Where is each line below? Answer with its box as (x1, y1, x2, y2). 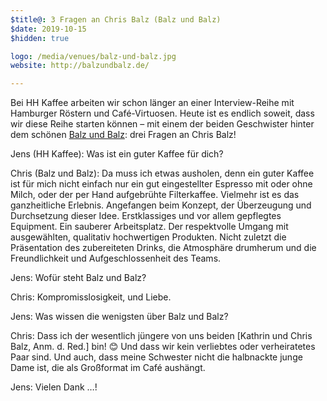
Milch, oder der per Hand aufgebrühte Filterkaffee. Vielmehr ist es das (10, 189, 300, 201)
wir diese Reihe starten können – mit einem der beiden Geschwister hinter (10, 118, 315, 130)
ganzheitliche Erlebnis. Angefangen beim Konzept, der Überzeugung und (10, 199, 312, 211)
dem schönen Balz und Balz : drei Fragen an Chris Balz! (10, 129, 237, 141)
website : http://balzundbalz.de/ (10, 61, 150, 71)
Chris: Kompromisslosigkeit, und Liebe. (10, 291, 172, 303)
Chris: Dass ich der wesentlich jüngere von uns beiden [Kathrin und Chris (10, 330, 313, 342)
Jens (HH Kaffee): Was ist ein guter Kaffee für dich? (10, 148, 224, 160)
